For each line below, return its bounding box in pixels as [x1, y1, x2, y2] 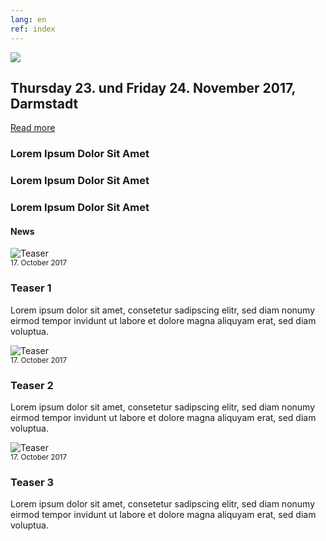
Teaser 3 [10, 475, 55, 489]
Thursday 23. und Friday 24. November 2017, [10, 79, 296, 96]
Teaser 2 [10, 378, 54, 392]
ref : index [10, 24, 56, 34]
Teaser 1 [10, 281, 52, 295]
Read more [10, 122, 56, 134]
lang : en [10, 14, 47, 25]
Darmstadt [10, 95, 79, 112]
